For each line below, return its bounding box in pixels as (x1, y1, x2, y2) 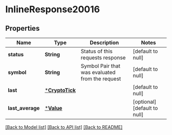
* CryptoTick (45, 87, 76, 94)
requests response (80, 54, 126, 61)
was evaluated (80, 69, 116, 76)
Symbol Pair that (80, 62, 120, 70)
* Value (45, 105, 62, 111)
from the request (80, 75, 121, 82)
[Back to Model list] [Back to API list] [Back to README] (5, 124, 123, 130)
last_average (8, 105, 40, 111)
